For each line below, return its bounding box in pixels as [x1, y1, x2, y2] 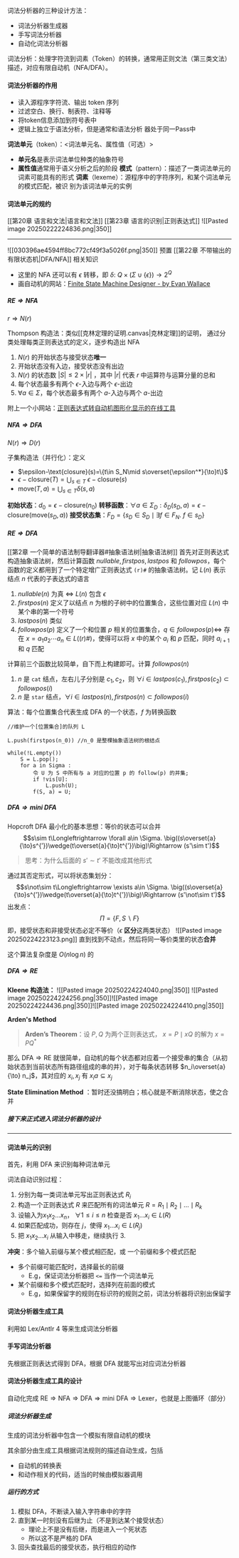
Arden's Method [7, 1015, 57, 1023]
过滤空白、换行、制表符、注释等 [17, 107, 112, 116]
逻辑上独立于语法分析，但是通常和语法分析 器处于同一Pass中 [17, 125, 196, 133]
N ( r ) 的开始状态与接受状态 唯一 [17, 353, 107, 362]
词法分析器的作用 [7, 81, 58, 89]
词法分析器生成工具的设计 [7, 1377, 83, 1385]
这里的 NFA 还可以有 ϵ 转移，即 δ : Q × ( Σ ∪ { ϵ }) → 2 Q [17, 270, 172, 280]
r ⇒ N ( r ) [7, 314, 32, 323]
